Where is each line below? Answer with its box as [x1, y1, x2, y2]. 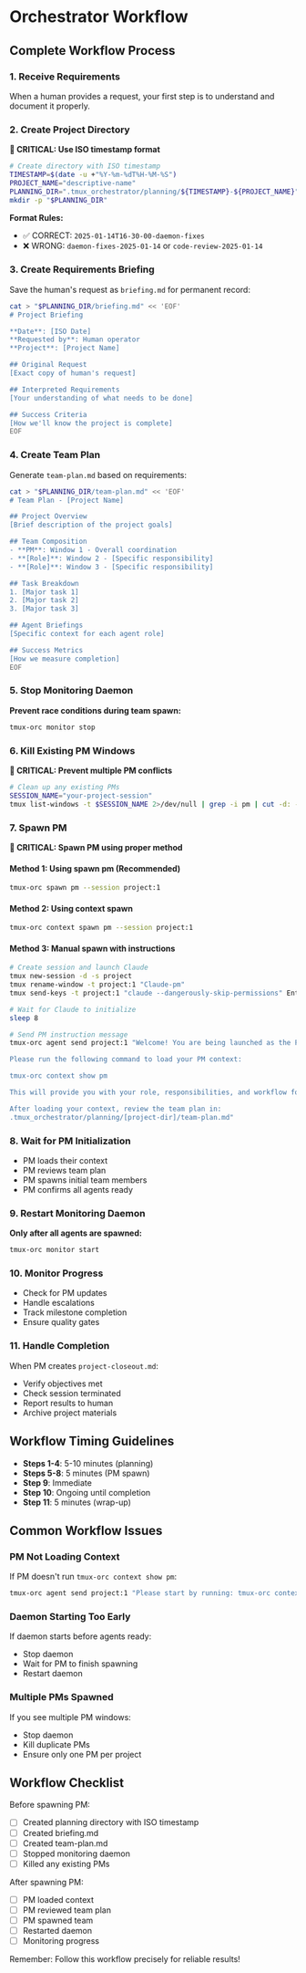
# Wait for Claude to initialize [9, 1005, 137, 1014]
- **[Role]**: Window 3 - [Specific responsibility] [9, 562, 214, 571]
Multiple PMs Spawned [9, 1691, 114, 1704]
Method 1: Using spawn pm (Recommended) [9, 862, 181, 873]
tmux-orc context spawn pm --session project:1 [9, 924, 194, 933]
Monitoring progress [22, 1936, 100, 1947]
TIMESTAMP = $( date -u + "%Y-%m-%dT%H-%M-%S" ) [9, 171, 178, 180]
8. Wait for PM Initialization [9, 1134, 131, 1147]
